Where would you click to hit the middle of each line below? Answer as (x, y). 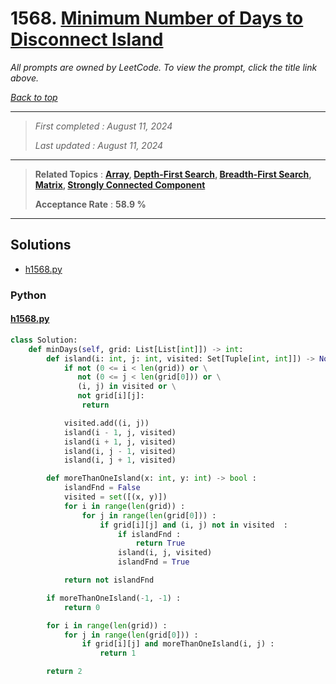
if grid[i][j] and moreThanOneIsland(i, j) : (178, 644)
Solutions (41, 245)
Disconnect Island (87, 39)
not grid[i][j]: (111, 396)
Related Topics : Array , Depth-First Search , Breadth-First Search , (173, 174)
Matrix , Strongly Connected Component (120, 184)
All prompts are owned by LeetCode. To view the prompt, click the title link (164, 67)
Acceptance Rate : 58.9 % (90, 204)
